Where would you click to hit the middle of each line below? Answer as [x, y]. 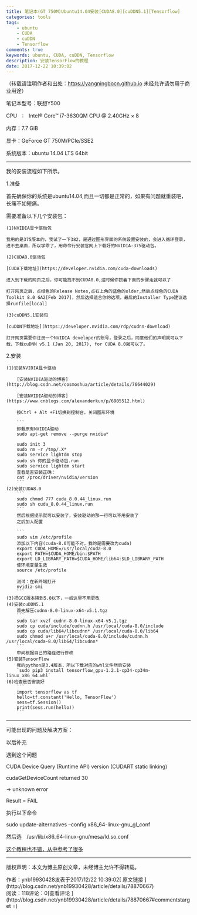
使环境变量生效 [32, 565]
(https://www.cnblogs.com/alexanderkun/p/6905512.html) [76, 401]
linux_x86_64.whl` [28, 676]
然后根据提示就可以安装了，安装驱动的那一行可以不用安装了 [78, 516]
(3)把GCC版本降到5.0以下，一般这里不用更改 [53, 598]
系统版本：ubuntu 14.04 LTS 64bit [47, 153]
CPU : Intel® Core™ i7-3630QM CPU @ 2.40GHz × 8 [73, 116]
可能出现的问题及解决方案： [40, 730]
